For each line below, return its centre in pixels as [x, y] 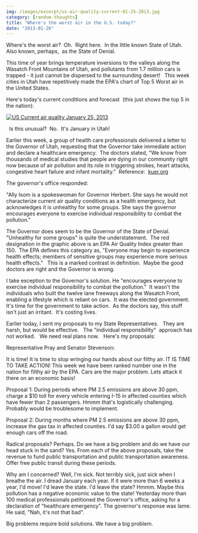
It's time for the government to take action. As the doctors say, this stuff [94, 306]
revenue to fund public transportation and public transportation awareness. [98, 457]
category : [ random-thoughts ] [42, 17]
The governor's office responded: [47, 183]
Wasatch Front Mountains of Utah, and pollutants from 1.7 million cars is [93, 69]
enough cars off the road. [37, 433]
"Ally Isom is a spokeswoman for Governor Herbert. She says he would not [97, 195]
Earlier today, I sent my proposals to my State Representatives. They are [95, 324]
